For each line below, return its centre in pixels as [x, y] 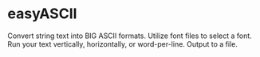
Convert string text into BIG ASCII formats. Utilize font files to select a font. [130, 36]
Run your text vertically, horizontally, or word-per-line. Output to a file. [123, 44]
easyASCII [42, 14]
